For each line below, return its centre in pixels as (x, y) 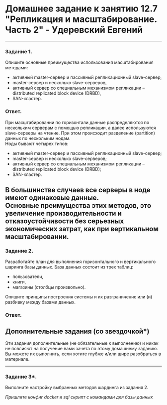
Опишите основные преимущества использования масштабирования (79, 62)
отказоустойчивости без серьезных (65, 221)
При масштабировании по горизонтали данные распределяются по (77, 122)
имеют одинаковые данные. (52, 198)
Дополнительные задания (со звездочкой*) (77, 331)
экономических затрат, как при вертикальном (82, 229)
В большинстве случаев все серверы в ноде (78, 190)
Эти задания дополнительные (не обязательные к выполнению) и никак (82, 343)
